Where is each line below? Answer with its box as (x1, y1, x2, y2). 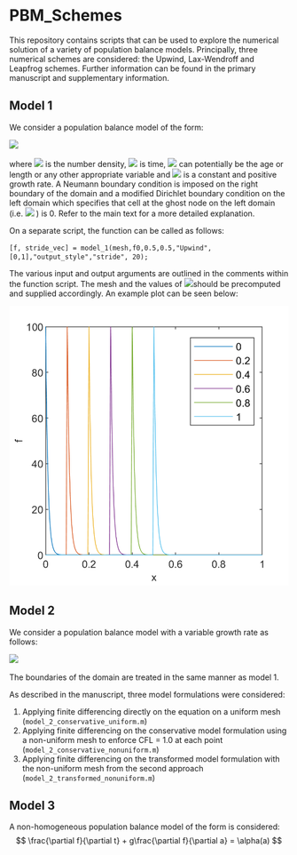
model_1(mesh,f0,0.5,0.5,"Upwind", (80, 244, 213, 252)
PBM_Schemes (9, 5, 122, 26)
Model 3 (9, 797, 56, 813)
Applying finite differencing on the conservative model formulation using (21, 725, 287, 736)
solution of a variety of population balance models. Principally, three (9, 44, 259, 54)
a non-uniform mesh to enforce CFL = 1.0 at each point (21, 734, 223, 745)
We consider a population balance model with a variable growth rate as (9, 627, 269, 637)
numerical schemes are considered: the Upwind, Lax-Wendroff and (9, 53, 254, 64)
